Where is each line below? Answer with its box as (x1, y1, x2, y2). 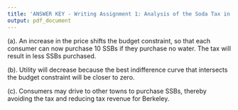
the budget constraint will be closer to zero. (7, 72, 135, 82)
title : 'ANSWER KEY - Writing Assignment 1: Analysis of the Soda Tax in (7, 10, 231, 18)
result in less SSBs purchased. (7, 51, 97, 60)
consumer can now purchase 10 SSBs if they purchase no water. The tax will (7, 44, 232, 53)
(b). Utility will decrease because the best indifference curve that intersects (7, 65, 228, 74)
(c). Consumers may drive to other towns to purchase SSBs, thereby (7, 87, 207, 95)
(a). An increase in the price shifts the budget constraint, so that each (7, 36, 211, 45)
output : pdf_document (7, 17, 72, 24)
